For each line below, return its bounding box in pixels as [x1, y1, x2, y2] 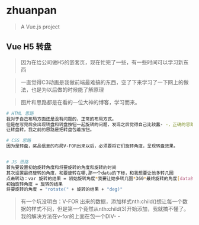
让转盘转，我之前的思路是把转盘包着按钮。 [6, 127, 95, 133]
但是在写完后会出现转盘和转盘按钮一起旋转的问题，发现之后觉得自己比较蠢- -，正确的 [6, 121, 187, 127]
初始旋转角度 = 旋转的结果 [6, 181, 63, 187]
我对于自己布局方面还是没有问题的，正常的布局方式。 [6, 116, 117, 122]
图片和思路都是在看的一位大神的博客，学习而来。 [20, 98, 140, 105]
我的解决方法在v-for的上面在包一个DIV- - [20, 213, 120, 220]
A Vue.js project [20, 23, 60, 30]
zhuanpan [6, 4, 57, 17]
